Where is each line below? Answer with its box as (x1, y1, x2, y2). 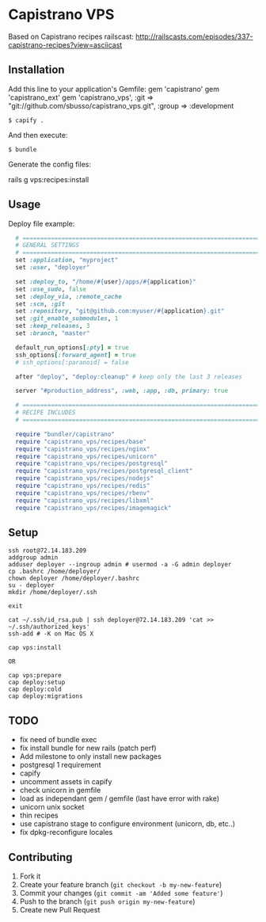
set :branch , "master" (15, 330, 90, 337)
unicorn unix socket (19, 802, 85, 812)
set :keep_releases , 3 (15, 322, 90, 330)
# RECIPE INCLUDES (15, 409, 77, 417)
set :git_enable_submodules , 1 (15, 314, 119, 322)
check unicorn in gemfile (19, 786, 101, 795)
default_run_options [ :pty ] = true (15, 343, 129, 352)
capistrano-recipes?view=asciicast (8, 40, 123, 49)
